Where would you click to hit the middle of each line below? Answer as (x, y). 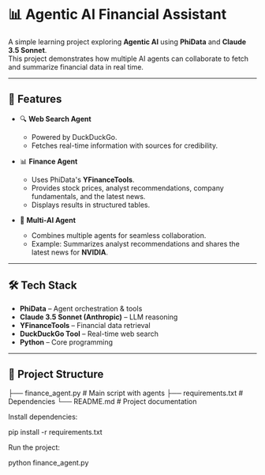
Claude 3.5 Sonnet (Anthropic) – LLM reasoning (99, 317)
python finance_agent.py (49, 463)
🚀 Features (35, 99)
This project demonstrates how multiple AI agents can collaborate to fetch (129, 58)
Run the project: (34, 447)
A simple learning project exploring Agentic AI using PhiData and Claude (127, 41)
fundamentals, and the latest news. (88, 196)
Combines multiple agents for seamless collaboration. (119, 235)
